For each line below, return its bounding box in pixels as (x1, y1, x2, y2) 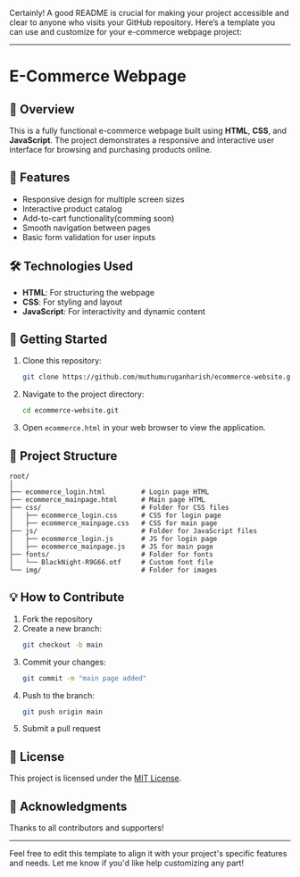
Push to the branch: (21, 689, 96, 700)
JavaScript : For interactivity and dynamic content (21, 305, 205, 316)
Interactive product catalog (21, 203, 122, 213)
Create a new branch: (21, 622, 103, 633)
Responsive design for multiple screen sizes (21, 194, 185, 205)
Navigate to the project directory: (21, 388, 145, 400)
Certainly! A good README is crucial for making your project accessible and (9, 8, 289, 18)
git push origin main (21, 707, 103, 716)
